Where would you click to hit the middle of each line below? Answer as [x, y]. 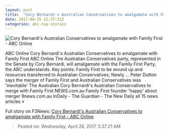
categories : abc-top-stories [36, 24]
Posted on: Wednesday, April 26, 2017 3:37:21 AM [69, 126]
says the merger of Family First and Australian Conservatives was [73, 80]
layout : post [19, 10]
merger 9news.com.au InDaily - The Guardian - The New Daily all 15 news [82, 96]
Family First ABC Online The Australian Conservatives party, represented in [83, 59]
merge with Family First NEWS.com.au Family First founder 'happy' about [81, 91]
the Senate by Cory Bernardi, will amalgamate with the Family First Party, [81, 64]
